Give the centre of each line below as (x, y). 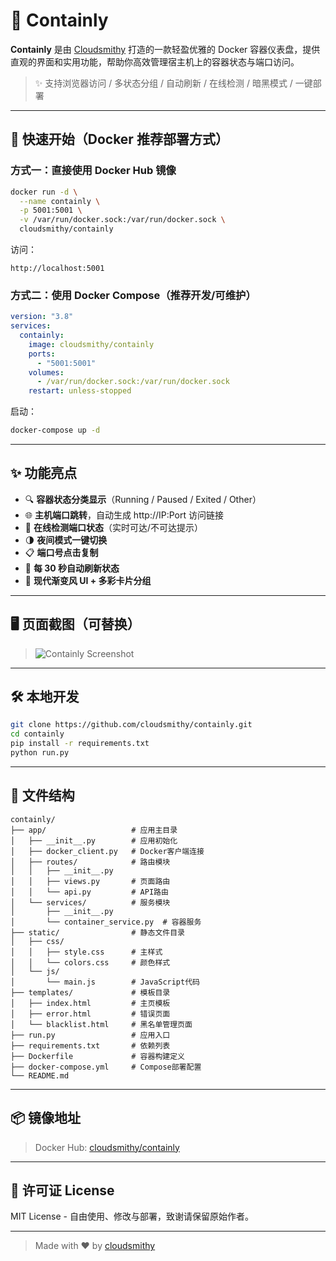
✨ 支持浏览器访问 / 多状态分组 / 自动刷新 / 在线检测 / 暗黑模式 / (163, 83)
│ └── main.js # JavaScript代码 (105, 982)
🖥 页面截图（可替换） (75, 624)
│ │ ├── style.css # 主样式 (86, 952)
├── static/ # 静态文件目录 (97, 932)
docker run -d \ (44, 192)
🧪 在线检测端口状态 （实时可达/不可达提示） (113, 527)
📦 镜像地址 (46, 1118)
